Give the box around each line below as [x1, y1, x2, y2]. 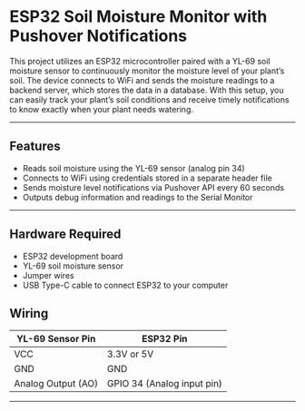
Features [9, 139, 61, 154]
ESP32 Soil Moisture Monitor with [9, 6, 268, 27]
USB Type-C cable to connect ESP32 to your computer [22, 279, 229, 290]
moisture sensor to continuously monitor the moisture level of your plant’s [9, 65, 285, 76]
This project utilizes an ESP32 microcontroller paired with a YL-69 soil [9, 55, 271, 66]
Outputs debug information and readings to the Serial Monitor [22, 191, 253, 202]
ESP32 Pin [142, 333, 188, 346]
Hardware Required [9, 227, 122, 242]
